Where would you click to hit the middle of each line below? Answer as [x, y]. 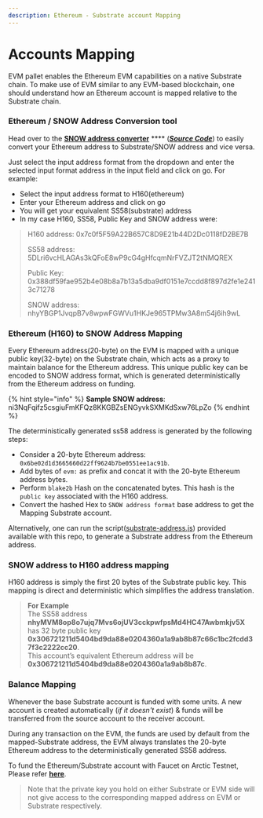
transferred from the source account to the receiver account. [107, 718]
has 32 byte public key [64, 631]
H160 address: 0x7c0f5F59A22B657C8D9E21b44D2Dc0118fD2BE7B [138, 234]
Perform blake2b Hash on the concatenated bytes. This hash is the [127, 488]
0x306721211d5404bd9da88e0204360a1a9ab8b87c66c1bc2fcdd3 [140, 639]
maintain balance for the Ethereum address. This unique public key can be [128, 367]
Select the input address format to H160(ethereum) [102, 194]
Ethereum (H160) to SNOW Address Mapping [95, 333]
